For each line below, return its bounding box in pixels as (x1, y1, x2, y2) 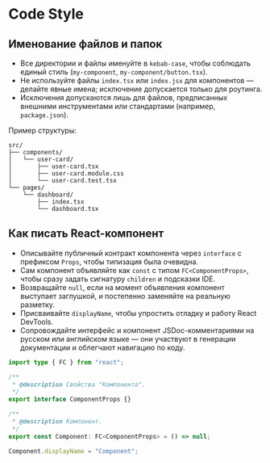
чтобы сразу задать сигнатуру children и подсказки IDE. (19, 274, 216, 284)
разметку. (19, 300, 55, 309)
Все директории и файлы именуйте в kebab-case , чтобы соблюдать (19, 58, 251, 68)
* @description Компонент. (11, 418, 103, 426)
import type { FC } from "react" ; (8, 358, 125, 366)
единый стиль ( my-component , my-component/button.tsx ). (19, 67, 208, 77)
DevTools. (19, 317, 54, 326)
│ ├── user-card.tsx (8, 162, 99, 170)
